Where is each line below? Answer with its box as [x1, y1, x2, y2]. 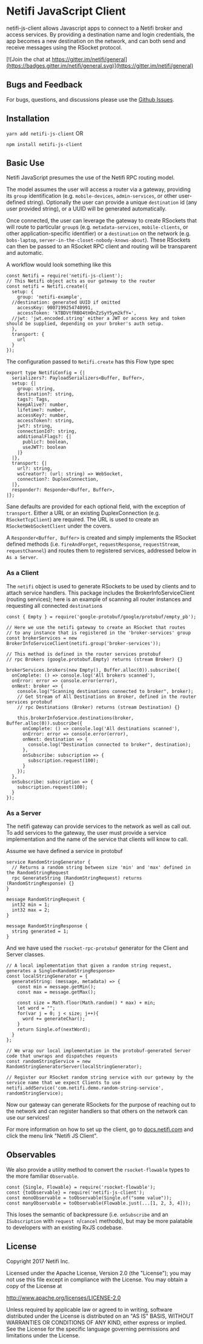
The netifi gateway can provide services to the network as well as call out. [6, 823, 191, 830]
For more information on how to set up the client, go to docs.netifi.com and [6, 1126, 194, 1133]
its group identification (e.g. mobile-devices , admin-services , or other [6, 192, 178, 200]
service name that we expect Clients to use [6, 1079, 121, 1085]
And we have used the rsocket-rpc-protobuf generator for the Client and [6, 944, 189, 952]
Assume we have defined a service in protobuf [6, 847, 123, 854]
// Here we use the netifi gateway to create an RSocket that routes [6, 624, 186, 630]
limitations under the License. [6, 1331, 80, 1339]
